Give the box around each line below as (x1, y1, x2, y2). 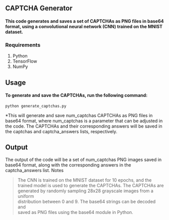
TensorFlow (12, 58, 37, 65)
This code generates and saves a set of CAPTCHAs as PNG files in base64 (5, 18, 164, 24)
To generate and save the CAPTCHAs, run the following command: (5, 92, 148, 98)
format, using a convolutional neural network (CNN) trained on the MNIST (5, 23, 163, 29)
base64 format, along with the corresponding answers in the (5, 161, 131, 168)
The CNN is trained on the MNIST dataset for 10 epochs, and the (17, 177, 152, 183)
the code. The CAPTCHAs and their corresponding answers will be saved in (5, 123, 162, 129)
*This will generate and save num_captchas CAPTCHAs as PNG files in (5, 112, 153, 118)
